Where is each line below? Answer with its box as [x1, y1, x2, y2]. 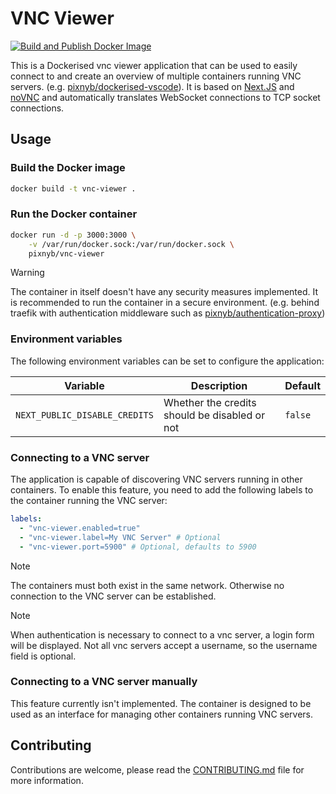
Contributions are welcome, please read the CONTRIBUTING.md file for [10, 763, 305, 776]
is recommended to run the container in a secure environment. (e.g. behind [10, 297, 320, 309]
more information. [10, 774, 84, 786]
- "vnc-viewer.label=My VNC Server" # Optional [19, 532, 222, 542]
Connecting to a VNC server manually [10, 675, 198, 689]
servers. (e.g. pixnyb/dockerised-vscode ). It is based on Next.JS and [10, 80, 295, 92]
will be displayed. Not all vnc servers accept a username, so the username [10, 639, 318, 651]
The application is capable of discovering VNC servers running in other [10, 473, 303, 486]
